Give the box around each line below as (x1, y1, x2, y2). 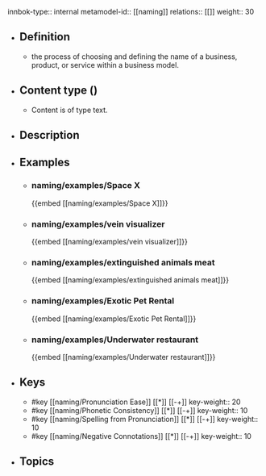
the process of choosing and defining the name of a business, (31, 52, 238, 61)
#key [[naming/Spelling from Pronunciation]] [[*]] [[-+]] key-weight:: (31, 414, 259, 424)
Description (19, 128, 80, 142)
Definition (19, 30, 70, 44)
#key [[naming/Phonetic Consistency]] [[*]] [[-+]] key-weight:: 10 (31, 405, 248, 415)
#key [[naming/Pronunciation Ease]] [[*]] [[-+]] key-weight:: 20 (31, 397, 241, 407)
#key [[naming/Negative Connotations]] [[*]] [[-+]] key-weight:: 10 (31, 431, 251, 441)
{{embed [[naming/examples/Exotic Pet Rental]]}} (31, 314, 197, 324)
